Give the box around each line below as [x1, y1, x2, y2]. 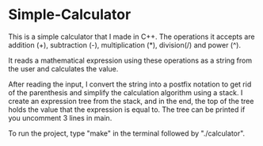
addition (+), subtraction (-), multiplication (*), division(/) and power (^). [8, 40, 242, 49]
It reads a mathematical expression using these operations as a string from [8, 56, 252, 65]
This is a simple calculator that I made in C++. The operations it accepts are [8, 32, 255, 41]
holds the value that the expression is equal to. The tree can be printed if [8, 105, 246, 114]
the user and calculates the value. [8, 63, 119, 73]
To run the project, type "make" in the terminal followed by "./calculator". [8, 129, 246, 138]
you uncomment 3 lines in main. [8, 113, 112, 122]
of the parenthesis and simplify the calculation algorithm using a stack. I [8, 87, 243, 97]
